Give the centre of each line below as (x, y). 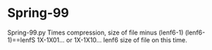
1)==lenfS (21, 39)
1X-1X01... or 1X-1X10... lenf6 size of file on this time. (112, 39)
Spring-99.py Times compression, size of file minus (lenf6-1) (95, 32)
